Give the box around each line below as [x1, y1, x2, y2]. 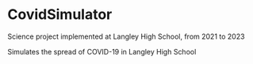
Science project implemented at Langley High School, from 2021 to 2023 [7, 32, 245, 41]
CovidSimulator [7, 6, 113, 24]
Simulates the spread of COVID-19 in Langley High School [7, 47, 197, 56]
